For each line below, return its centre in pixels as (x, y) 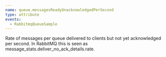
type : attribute (22, 15)
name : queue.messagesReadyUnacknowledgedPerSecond (60, 10)
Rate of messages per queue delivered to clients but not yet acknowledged (83, 38)
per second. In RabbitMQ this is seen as (47, 44)
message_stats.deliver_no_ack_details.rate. (50, 49)
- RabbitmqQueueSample (34, 24)
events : (13, 19)
